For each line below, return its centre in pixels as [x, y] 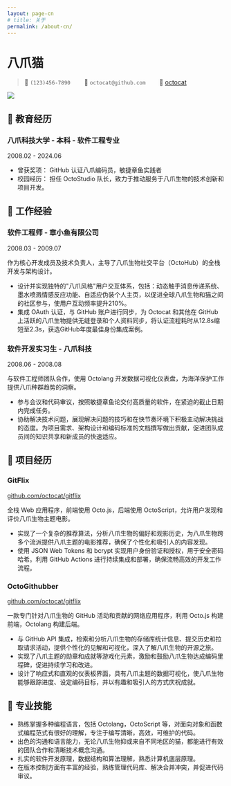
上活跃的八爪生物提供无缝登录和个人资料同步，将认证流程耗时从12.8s [115, 320]
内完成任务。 [35, 410]
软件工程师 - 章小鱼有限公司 [53, 232]
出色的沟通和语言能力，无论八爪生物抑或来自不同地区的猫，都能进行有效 [120, 741]
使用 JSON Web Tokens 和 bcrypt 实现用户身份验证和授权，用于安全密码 [120, 550]
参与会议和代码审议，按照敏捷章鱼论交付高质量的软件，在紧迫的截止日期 [120, 401]
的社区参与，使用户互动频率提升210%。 [74, 303]
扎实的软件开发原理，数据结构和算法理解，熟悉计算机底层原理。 [108, 758]
